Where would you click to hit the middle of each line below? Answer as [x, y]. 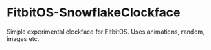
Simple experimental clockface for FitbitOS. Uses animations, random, [106, 32]
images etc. [23, 38]
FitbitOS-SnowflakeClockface [93, 13]
